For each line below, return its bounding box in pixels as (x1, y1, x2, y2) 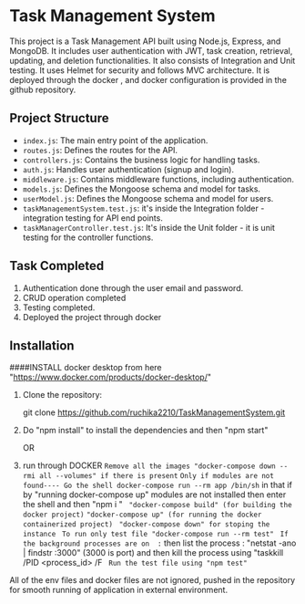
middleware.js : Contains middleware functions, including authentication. (22, 173, 294, 184)
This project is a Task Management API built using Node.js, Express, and (9, 36, 281, 47)
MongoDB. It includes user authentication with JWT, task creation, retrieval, (9, 45, 293, 56)
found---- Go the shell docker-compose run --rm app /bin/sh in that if (22, 480, 293, 491)
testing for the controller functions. (22, 232, 154, 243)
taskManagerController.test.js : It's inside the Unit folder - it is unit (22, 222, 276, 233)
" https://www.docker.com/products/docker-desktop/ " (9, 371, 212, 383)
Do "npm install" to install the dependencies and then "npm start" (22, 425, 269, 436)
